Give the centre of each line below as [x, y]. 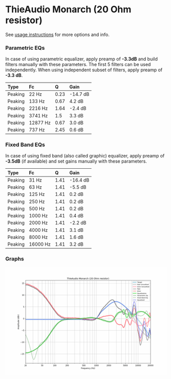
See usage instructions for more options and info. [58, 34]
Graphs [15, 259]
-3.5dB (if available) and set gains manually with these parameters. [76, 161]
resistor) [24, 20]
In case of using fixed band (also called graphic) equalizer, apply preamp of [85, 156]
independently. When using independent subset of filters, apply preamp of [84, 70]
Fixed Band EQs [25, 145]
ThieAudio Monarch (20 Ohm [68, 9]
